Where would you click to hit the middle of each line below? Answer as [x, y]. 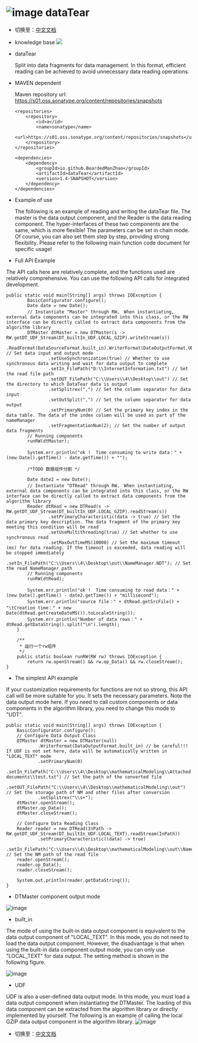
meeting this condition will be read [52, 527]
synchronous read [27, 537]
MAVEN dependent [38, 83]
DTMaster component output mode [57, 896]
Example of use [34, 200]
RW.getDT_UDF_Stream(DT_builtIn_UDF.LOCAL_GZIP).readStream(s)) [87, 511]
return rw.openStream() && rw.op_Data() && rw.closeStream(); [105, 661]
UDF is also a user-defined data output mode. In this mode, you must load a [98, 996]
